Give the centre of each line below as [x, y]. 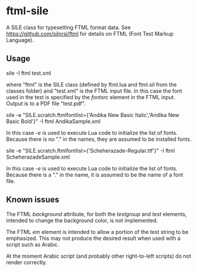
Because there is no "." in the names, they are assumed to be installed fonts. [99, 139]
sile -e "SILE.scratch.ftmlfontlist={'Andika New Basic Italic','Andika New [93, 115]
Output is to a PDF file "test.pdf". [46, 103]
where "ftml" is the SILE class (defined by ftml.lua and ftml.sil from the [91, 84]
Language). [20, 40]
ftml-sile [28, 11]
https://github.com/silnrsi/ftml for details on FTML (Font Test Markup [90, 33]
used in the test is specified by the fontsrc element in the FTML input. [91, 97]
